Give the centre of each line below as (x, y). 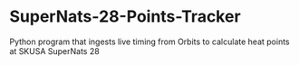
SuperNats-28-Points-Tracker (125, 17)
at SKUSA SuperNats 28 (54, 51)
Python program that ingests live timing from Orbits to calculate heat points (149, 42)
